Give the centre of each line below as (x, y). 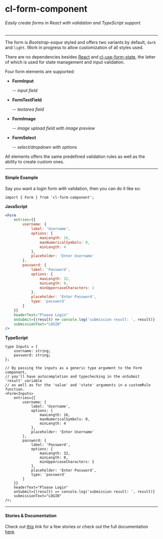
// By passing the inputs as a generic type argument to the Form (73, 368)
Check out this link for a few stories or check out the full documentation (77, 526)
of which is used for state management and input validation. (65, 62)
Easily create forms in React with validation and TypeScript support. (73, 22)
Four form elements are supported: (40, 72)
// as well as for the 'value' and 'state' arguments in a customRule (78, 385)
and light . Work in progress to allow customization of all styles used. (74, 48)
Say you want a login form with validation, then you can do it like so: (73, 188)
